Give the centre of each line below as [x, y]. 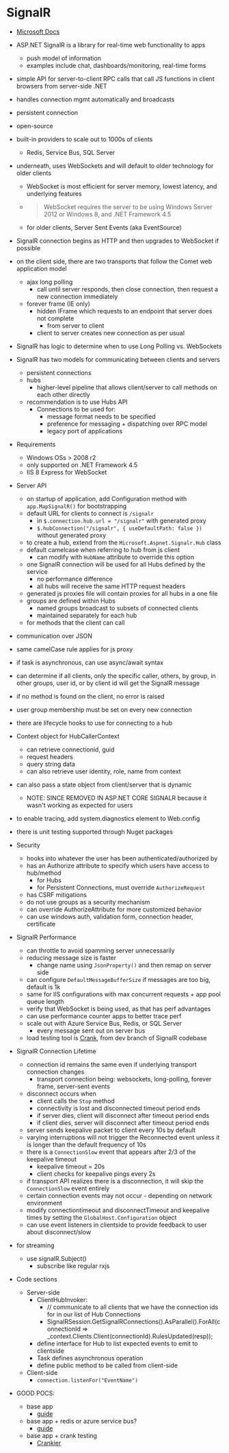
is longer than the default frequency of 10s [86, 1144]
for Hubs [49, 880]
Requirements [36, 444]
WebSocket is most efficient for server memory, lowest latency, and [122, 186]
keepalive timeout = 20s [71, 1166]
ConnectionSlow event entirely [68, 1188]
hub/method [44, 873]
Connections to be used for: [76, 409]
